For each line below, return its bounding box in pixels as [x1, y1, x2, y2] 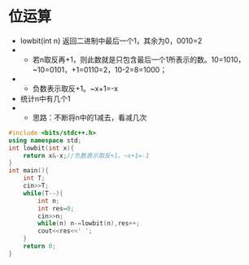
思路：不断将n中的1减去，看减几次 [32, 112, 147, 122]
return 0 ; [23, 242, 57, 250]
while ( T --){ [23, 189, 63, 198]
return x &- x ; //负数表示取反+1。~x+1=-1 [23, 151, 150, 159]
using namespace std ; [8, 136, 82, 145]
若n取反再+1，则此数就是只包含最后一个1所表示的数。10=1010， [32, 54, 246, 64]
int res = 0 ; [37, 204, 75, 212]
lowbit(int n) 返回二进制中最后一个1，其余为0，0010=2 [20, 36, 203, 46]
